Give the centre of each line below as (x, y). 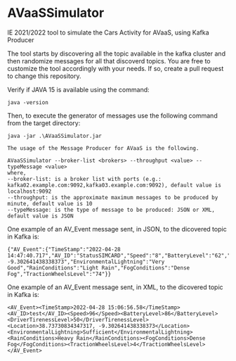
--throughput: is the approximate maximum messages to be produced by (113, 197)
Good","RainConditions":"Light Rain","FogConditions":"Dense (99, 268)
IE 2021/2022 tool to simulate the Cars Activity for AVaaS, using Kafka (108, 32)
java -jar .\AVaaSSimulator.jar (54, 136)
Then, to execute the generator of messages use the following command (112, 115)
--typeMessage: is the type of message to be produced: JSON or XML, (111, 210)
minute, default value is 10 (50, 203)
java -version (28, 102)
